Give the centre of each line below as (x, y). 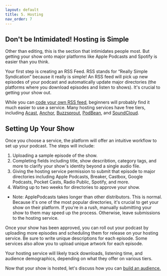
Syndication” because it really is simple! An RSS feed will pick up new (77, 77)
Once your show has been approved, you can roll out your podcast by (77, 228)
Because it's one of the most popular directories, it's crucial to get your (85, 202)
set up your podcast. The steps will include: (50, 146)
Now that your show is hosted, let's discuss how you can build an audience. (83, 268)
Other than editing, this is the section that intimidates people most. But (77, 51)
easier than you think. (27, 62)
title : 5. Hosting (24, 14)
